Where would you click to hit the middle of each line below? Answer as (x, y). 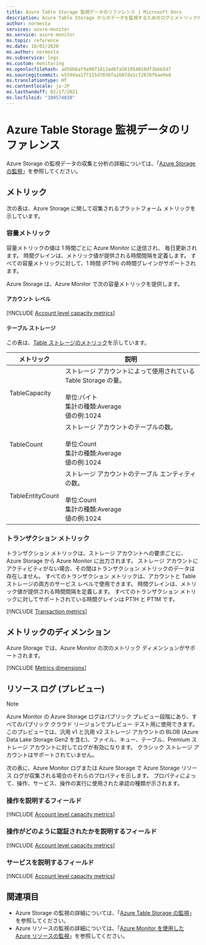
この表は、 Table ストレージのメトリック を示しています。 (78, 343)
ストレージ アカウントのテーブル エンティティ (131, 474)
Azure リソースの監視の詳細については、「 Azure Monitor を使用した (100, 928)
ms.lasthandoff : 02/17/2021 (42, 92)
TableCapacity (30, 393)
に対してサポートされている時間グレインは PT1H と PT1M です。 (97, 599)
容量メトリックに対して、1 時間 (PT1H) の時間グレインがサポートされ (109, 263)
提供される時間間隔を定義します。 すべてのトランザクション (103, 591)
